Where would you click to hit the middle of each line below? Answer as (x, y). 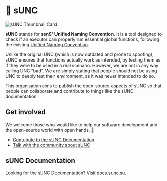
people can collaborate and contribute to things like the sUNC (69, 91)
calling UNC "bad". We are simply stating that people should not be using (81, 71)
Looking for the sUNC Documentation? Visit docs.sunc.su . (66, 173)
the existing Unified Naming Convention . (47, 44)
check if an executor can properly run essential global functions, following (82, 39)
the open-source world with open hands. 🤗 (50, 130)
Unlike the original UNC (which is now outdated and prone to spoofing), (79, 54)
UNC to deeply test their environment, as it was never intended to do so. (80, 76)
